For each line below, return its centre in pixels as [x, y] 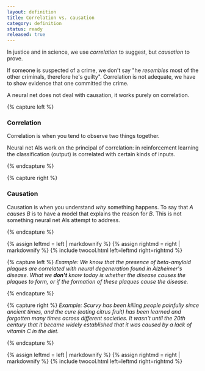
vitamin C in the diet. [33, 331]
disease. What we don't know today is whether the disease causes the [96, 275]
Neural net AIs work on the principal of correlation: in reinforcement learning [103, 148]
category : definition [34, 23]
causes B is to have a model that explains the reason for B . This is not [94, 214]
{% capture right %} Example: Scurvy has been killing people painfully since [103, 305]
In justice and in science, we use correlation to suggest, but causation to [98, 52]
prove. [15, 59]
